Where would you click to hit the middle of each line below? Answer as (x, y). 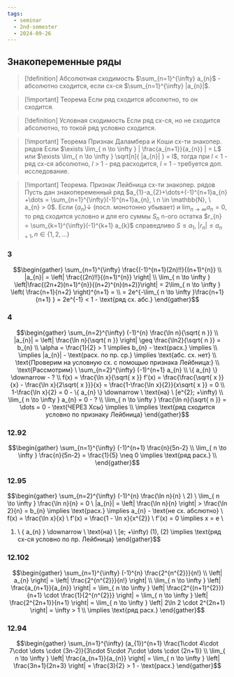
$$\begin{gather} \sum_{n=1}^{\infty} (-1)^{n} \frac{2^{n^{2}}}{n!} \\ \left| (117, 573)
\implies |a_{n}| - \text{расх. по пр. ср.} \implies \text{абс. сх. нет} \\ (117, 355)
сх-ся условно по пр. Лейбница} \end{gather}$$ (89, 539)
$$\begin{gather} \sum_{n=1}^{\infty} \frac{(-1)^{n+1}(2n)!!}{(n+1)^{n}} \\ (117, 270)
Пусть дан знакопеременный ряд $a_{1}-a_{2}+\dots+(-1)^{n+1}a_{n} (126, 193)
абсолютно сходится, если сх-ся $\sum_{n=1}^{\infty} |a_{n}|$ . (117, 86)
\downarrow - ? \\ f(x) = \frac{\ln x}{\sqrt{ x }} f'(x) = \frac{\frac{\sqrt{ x (114, 377)
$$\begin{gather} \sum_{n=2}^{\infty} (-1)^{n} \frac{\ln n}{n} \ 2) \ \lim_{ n (114, 496)
